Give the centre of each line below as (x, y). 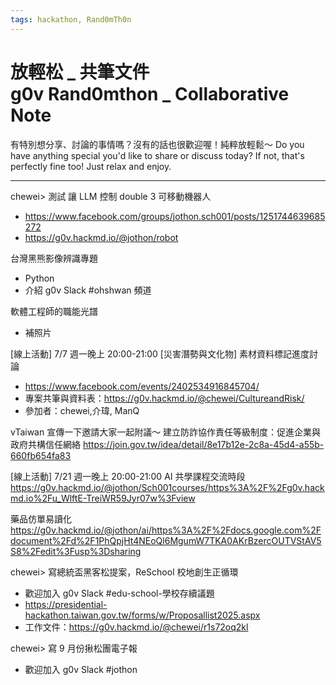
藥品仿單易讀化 (41, 518)
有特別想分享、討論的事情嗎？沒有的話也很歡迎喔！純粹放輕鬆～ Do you (157, 144)
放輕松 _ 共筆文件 (80, 72)
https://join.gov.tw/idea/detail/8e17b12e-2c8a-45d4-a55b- (203, 444)
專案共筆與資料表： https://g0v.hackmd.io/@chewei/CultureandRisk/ (164, 398)
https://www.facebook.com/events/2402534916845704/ (142, 386)
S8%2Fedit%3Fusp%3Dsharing (76, 551)
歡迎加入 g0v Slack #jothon (81, 669)
